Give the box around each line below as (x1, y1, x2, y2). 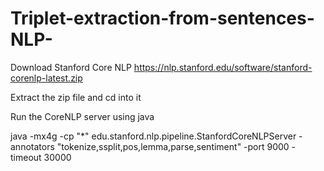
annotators (10, 140, 55, 152)
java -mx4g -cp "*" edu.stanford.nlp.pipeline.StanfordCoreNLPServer (10, 130, 297, 142)
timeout (10, 151, 42, 163)
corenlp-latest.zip (10, 72, 83, 84)
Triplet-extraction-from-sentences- (10, 7, 315, 30)
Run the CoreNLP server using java (10, 110, 155, 122)
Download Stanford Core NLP (10, 61, 132, 73)
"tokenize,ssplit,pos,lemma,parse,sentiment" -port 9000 (56, 140, 290, 152)
